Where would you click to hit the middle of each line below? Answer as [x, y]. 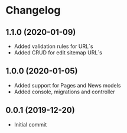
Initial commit [30, 124]
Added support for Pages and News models [67, 85]
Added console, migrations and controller [65, 92]
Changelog [33, 10]
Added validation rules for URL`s [53, 46]
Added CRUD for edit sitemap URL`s [58, 53]
